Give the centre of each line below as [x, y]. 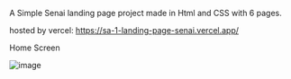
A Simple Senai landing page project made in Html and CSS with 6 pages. [145, 13]
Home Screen [35, 48]
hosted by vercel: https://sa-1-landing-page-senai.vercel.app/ [124, 30]
